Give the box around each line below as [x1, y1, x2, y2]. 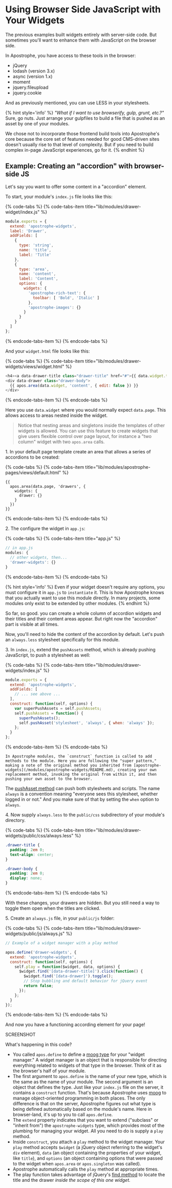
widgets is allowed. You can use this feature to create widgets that [17, 428, 158, 434]
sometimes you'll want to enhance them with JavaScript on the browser [5, 37, 157, 43]
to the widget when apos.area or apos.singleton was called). [12, 1161, 141, 1167]
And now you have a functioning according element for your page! [5, 1021, 145, 1028]
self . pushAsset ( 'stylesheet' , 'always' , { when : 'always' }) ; [18, 720, 155, 725]
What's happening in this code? [5, 1041, 72, 1048]
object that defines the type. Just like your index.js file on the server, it [12, 1084, 164, 1090]
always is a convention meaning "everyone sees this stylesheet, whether [5, 791, 158, 797]
